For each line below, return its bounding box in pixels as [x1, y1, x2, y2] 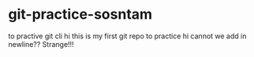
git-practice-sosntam [8, 5, 152, 23]
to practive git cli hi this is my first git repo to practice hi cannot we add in [8, 31, 247, 41]
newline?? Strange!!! [8, 39, 74, 48]
